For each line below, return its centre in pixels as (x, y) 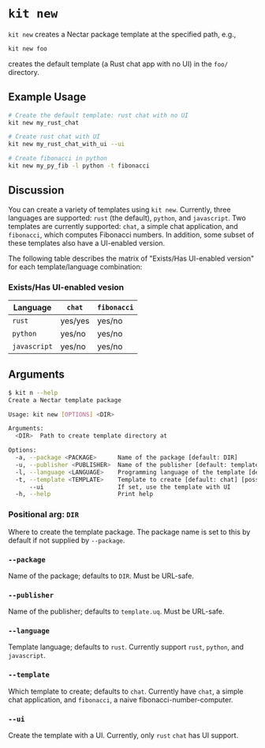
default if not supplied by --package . (67, 540)
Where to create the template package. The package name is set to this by (129, 532)
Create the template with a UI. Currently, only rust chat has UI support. (123, 735)
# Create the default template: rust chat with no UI (99, 115)
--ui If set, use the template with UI (130, 487)
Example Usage (47, 97)
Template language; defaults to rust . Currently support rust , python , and (126, 647)
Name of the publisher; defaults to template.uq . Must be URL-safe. (116, 611)
